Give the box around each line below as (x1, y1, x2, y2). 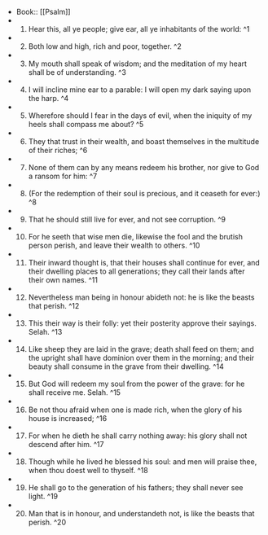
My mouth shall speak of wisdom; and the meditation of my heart (28, 59, 247, 68)
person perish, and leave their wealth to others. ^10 (28, 240, 200, 250)
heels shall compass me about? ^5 (28, 120, 144, 129)
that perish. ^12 (28, 301, 80, 310)
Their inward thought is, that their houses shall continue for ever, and (28, 258, 261, 267)
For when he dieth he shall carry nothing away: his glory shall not (28, 431, 248, 441)
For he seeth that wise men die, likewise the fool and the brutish (28, 232, 243, 241)
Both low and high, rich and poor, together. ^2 (28, 42, 182, 51)
